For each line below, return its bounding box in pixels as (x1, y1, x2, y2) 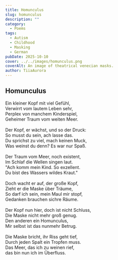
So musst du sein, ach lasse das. (5, 132, 74, 138)
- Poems (10, 26, 26, 31)
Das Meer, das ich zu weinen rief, (5, 244, 75, 250)
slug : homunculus (5, 12, 42, 17)
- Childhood (10, 40, 35, 45)
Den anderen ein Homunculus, (5, 217, 69, 224)
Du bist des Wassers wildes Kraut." (5, 169, 78, 176)
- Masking (10, 45, 30, 50)
